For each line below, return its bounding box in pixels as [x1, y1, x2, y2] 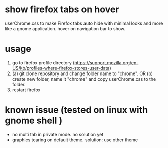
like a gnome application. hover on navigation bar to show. [5, 25, 126, 31]
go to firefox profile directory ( [12, 59, 75, 66]
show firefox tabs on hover [5, 4, 119, 15]
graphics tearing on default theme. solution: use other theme [12, 137, 138, 143]
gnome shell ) [5, 115, 63, 126]
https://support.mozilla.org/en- [74, 59, 139, 66]
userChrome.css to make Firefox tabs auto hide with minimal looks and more [5, 20, 163, 26]
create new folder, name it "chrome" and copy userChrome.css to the [12, 76, 156, 82]
